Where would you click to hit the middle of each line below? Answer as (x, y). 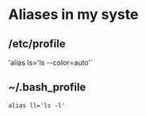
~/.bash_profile (47, 87)
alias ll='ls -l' (37, 105)
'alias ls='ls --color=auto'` (51, 62)
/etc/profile (37, 44)
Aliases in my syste (73, 15)
